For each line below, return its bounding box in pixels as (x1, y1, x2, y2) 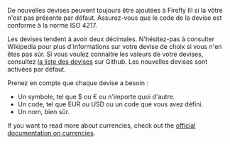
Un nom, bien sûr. (17, 108, 70, 116)
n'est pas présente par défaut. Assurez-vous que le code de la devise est (7, 13, 222, 22)
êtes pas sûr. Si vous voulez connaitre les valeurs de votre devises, (7, 50, 204, 58)
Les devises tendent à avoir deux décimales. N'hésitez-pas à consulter (7, 35, 215, 43)
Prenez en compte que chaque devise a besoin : (7, 79, 149, 87)
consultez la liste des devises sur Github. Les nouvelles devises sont (7, 57, 208, 66)
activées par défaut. (7, 65, 66, 73)
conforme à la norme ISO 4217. (7, 21, 98, 29)
